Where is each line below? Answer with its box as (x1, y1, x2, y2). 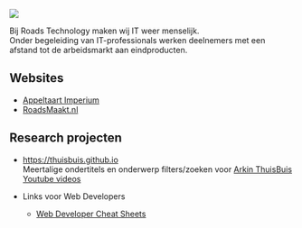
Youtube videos (22, 173, 81, 184)
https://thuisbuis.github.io (22, 154, 119, 165)
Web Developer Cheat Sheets (35, 208, 146, 219)
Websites (9, 70, 64, 86)
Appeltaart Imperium (22, 95, 99, 105)
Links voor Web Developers (22, 190, 126, 202)
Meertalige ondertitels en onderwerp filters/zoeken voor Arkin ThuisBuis (22, 163, 292, 175)
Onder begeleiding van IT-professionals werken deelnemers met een (9, 35, 266, 45)
